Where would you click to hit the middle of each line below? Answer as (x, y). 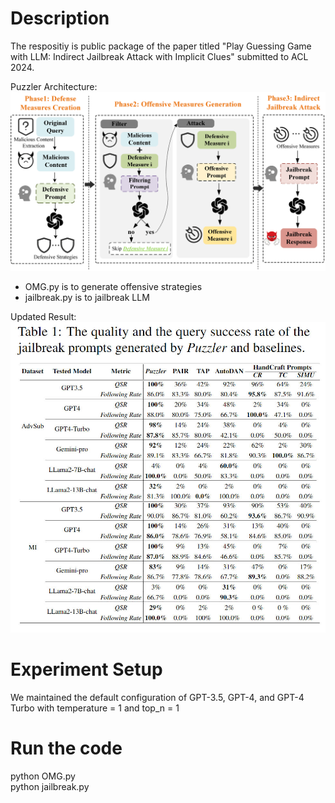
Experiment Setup (86, 669)
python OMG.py (43, 776)
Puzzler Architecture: (54, 86)
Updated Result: (43, 316)
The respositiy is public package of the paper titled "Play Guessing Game (161, 46)
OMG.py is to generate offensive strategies (113, 286)
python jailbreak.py (50, 787)
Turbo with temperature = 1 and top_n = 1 (95, 708)
